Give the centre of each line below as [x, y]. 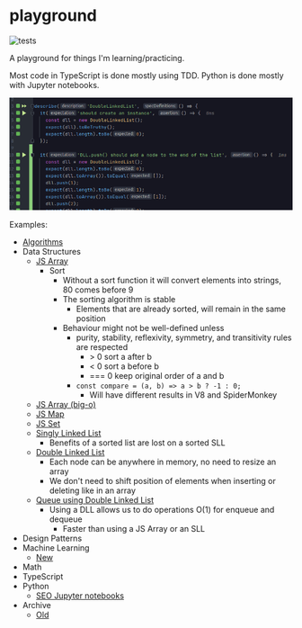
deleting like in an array [93, 490]
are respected [102, 346]
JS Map [50, 414]
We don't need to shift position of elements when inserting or [162, 480]
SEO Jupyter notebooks [80, 596]
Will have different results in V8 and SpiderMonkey [183, 395]
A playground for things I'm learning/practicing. [97, 58]
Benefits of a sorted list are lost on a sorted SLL [138, 443]
